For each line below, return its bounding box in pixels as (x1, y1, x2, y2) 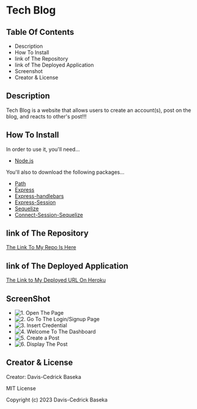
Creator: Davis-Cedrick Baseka (6, 373, 81, 380)
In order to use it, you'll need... (6, 146, 81, 153)
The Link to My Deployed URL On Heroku (6, 276, 106, 283)
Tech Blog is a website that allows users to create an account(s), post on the (6, 107, 191, 114)
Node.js (14, 157, 34, 164)
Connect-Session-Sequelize (14, 211, 84, 218)
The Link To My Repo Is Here (6, 244, 76, 251)
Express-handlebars (14, 192, 64, 199)
